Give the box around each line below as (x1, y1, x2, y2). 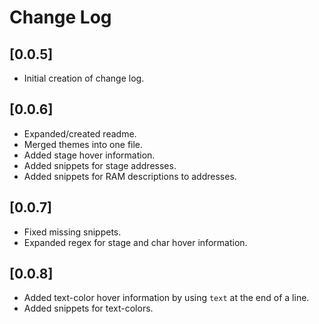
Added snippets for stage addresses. (23, 159, 177, 171)
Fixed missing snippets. (23, 226, 122, 238)
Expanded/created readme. (23, 127, 137, 140)
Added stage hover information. (23, 149, 156, 161)
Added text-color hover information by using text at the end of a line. (23, 292, 310, 304)
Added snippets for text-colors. (23, 302, 154, 315)
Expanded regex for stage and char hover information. (23, 236, 248, 248)
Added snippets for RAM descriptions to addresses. (23, 170, 237, 182)
